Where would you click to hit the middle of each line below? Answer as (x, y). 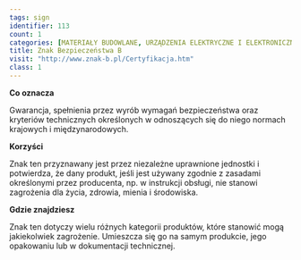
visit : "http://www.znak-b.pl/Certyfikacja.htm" (102, 59)
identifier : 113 (39, 26)
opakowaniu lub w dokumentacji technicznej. (93, 246)
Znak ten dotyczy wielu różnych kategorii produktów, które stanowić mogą (147, 226)
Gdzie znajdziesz (42, 209)
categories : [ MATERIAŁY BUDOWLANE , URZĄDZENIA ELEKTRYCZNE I (126, 42)
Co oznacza (32, 92)
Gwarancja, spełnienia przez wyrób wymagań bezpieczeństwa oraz (134, 110)
